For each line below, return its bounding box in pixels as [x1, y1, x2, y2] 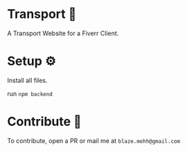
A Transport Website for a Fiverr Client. [7, 29, 119, 37]
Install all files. [7, 76, 48, 84]
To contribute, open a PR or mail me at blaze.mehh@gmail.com [7, 136, 181, 144]
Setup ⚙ [7, 53, 57, 69]
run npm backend [7, 89, 53, 97]
